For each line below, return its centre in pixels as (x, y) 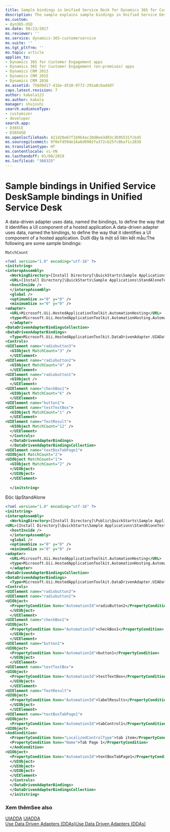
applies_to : (18, 57)
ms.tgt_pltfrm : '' (25, 48)
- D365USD (16, 132)
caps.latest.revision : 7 (31, 90)
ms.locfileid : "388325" (30, 161)
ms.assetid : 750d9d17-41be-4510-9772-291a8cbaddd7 (60, 85)
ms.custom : (17, 19)
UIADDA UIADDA (23, 818)
